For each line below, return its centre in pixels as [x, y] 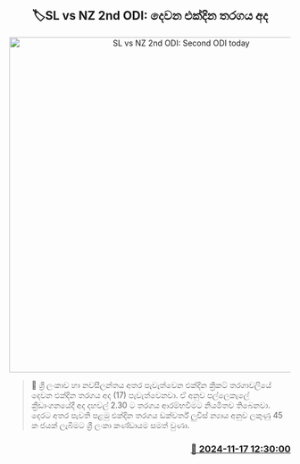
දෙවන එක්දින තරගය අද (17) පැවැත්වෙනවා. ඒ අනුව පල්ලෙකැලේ [140, 395]
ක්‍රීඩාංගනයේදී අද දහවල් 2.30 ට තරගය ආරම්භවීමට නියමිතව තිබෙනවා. [150, 405]
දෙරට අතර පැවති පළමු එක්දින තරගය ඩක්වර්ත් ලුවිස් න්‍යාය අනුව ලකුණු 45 [157, 415]
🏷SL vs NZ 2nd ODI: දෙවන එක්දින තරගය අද [150, 16]
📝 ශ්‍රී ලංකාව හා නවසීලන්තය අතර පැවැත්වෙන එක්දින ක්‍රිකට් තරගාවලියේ [151, 384]
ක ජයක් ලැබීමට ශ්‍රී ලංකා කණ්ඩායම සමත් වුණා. [110, 425]
